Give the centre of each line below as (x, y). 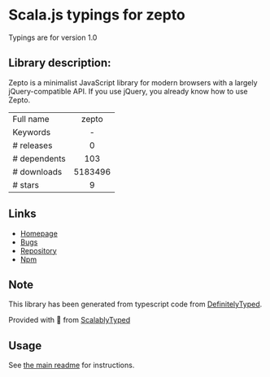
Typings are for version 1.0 (53, 37)
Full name (31, 119)
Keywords (32, 132)
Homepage (39, 233)
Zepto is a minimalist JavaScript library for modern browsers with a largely (133, 82)
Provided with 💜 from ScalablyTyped (70, 320)
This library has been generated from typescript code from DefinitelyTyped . (135, 304)
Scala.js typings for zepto (97, 15)
